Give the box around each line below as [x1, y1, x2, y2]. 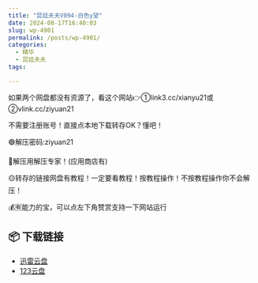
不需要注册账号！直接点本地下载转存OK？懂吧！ [8, 120, 164, 130]
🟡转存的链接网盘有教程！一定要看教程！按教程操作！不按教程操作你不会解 [8, 173, 250, 183]
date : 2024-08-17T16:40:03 [8, 19, 97, 27]
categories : [8, 41, 47, 49]
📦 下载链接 [8, 230, 65, 243]
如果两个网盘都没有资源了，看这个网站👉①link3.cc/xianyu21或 [8, 92, 215, 102]
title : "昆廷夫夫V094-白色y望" [8, 11, 103, 20]
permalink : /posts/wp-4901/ [8, 33, 101, 42]
